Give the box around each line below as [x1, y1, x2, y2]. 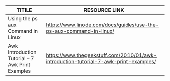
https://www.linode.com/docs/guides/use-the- [46, 21, 159, 28]
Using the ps [8, 15, 38, 22]
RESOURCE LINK [83, 7, 125, 13]
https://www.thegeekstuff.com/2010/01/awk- [46, 52, 157, 59]
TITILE [16, 7, 32, 13]
